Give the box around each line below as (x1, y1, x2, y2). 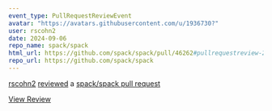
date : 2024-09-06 (8, 34, 67, 43)
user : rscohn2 (8, 27, 57, 35)
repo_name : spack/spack (8, 42, 89, 50)
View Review (8, 94, 51, 104)
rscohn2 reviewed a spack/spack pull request (8, 78, 160, 88)
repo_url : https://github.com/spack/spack (8, 57, 154, 65)
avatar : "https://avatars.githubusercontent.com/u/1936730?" (8, 19, 219, 27)
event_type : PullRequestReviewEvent (8, 11, 132, 20)
